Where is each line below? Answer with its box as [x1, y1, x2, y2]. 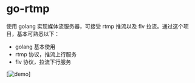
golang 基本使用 [15, 43, 56, 50]
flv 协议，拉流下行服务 [15, 58, 72, 65]
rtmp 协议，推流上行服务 [15, 50, 77, 58]
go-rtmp [6, 2, 50, 16]
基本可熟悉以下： [16, 30, 60, 38]
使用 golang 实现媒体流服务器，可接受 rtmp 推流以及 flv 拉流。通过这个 [6, 22, 184, 30]
